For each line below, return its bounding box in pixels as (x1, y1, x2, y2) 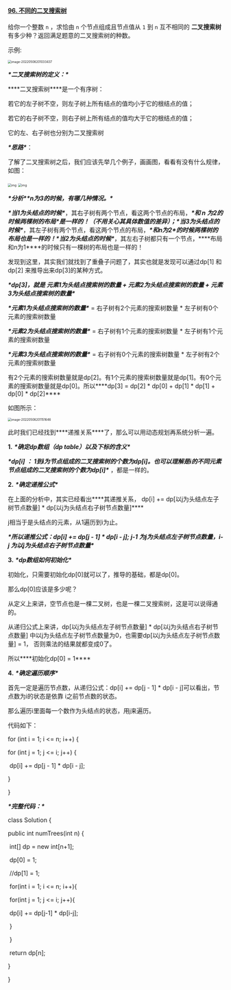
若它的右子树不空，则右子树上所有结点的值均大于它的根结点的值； (8, 114, 194, 123)
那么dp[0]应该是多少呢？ (8, 585, 78, 593)
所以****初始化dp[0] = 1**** (8, 655, 91, 663)
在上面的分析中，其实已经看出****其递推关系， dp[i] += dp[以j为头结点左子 (8, 495, 219, 503)
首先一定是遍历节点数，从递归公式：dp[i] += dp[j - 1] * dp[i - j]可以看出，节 (8, 684, 220, 692)
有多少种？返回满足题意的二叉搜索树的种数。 (8, 32, 134, 40)
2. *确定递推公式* (8, 481, 59, 489)
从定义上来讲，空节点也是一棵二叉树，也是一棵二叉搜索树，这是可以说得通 (8, 600, 218, 608)
